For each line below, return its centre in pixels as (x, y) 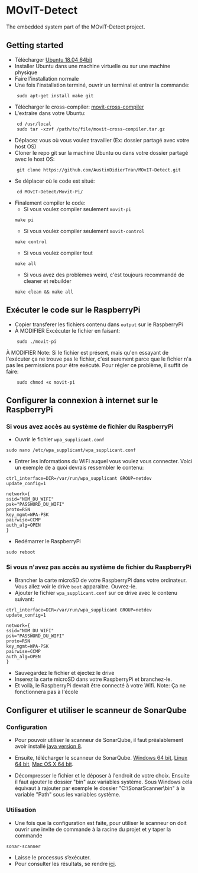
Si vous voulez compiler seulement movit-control (84, 231)
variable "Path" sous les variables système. (67, 795)
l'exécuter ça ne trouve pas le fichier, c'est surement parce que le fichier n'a (99, 359)
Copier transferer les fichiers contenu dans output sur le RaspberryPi (99, 324)
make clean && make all (44, 292)
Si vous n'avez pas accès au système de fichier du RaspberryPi (99, 567)
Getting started (35, 45)
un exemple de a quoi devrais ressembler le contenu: (79, 468)
